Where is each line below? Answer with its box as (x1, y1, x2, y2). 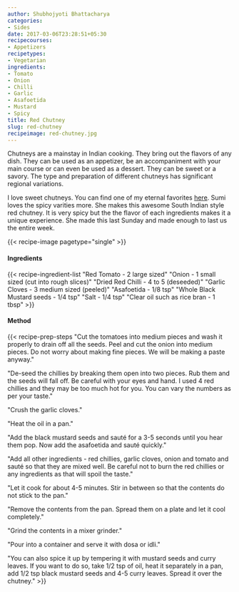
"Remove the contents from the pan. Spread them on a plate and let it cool (7, 504, 226, 514)
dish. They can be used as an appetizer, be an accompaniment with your (7, 157, 221, 165)
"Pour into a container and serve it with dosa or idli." (7, 540, 161, 548)
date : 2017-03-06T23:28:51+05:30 (7, 30, 107, 38)
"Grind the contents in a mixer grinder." (7, 526, 123, 535)
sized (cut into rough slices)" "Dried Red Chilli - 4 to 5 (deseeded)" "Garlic (7, 277, 226, 286)
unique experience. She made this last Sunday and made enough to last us (7, 216, 227, 225)
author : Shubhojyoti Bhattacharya (7, 10, 111, 18)
